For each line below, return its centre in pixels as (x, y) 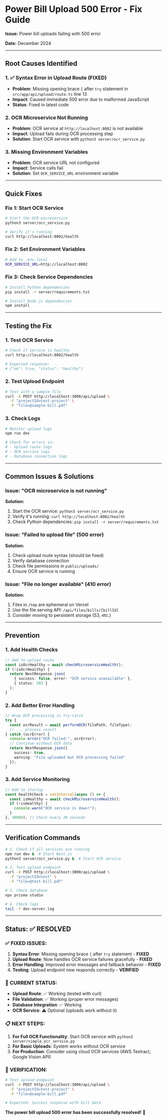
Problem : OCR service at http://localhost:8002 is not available (78, 128)
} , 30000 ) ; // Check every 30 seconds (45, 818)
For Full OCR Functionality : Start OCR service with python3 (73, 1036)
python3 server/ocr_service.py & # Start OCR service (63, 859)
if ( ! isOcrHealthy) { (28, 669)
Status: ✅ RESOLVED (38, 929)
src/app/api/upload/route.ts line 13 (49, 94)
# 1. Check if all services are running (48, 849)
